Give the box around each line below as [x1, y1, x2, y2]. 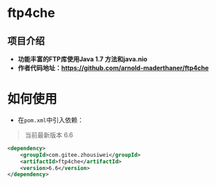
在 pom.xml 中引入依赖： [17, 115, 84, 124]
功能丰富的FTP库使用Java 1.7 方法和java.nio [17, 55, 147, 63]
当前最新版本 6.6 [24, 131, 74, 139]
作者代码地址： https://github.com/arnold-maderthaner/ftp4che [17, 64, 209, 72]
